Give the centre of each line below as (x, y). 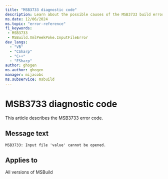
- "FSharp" (21, 61)
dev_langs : (16, 42)
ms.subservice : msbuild (30, 79)
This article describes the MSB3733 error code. (54, 118)
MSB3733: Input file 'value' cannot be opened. (56, 145)
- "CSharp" (21, 51)
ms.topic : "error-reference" (35, 24)
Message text (27, 133)
